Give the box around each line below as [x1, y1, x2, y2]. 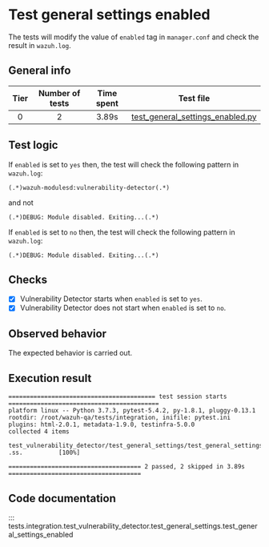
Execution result [8, 371, 92, 385]
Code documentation [8, 491, 116, 505]
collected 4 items [8, 428, 70, 436]
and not [8, 198, 34, 207]
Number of [38, 87, 81, 99]
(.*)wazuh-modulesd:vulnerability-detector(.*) [8, 183, 171, 191]
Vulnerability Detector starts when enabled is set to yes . [19, 294, 203, 304]
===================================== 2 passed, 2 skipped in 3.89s [8, 463, 246, 471]
